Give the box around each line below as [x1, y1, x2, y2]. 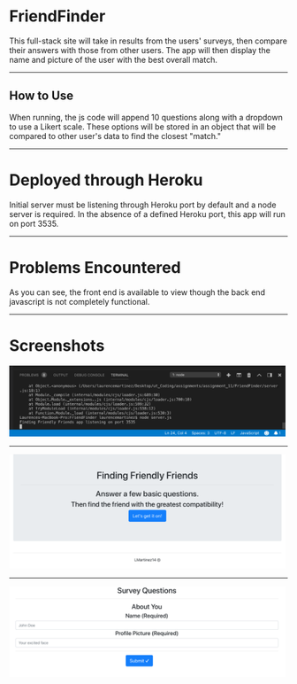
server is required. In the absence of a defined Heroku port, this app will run [9, 208, 286, 219]
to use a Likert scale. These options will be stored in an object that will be [9, 121, 277, 132]
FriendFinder [9, 6, 106, 27]
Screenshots [9, 335, 105, 355]
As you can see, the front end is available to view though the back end [9, 286, 265, 298]
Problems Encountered [9, 257, 181, 277]
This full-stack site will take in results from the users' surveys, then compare [9, 35, 287, 46]
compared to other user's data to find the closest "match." [9, 130, 221, 141]
